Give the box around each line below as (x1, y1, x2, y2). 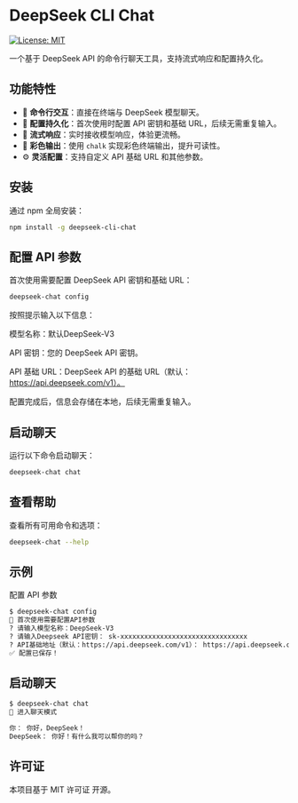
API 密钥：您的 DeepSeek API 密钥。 (9, 347, 144, 358)
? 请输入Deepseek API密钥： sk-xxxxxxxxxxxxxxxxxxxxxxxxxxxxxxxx (9, 632, 248, 640)
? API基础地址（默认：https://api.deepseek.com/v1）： (9, 640, 200, 649)
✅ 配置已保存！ (9, 648, 59, 657)
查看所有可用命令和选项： (9, 520, 103, 530)
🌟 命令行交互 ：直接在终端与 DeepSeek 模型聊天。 (21, 107, 204, 117)
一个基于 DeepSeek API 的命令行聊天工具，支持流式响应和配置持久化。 (9, 52, 269, 63)
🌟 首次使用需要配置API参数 (9, 616, 96, 624)
